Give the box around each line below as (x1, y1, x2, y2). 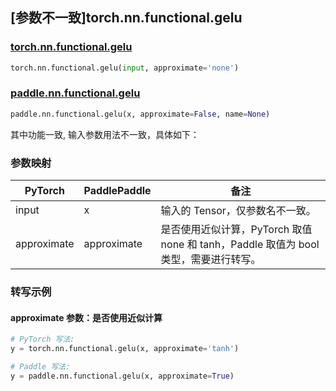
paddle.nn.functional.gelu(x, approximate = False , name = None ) (10, 109, 271, 119)
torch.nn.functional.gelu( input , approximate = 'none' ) (10, 63, 240, 73)
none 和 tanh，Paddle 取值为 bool (160, 238, 320, 252)
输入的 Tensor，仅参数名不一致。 (160, 204, 317, 218)
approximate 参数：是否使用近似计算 (10, 311, 163, 323)
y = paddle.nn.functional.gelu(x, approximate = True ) (10, 371, 235, 381)
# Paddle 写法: (10, 361, 71, 372)
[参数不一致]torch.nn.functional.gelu (10, 9, 243, 27)
